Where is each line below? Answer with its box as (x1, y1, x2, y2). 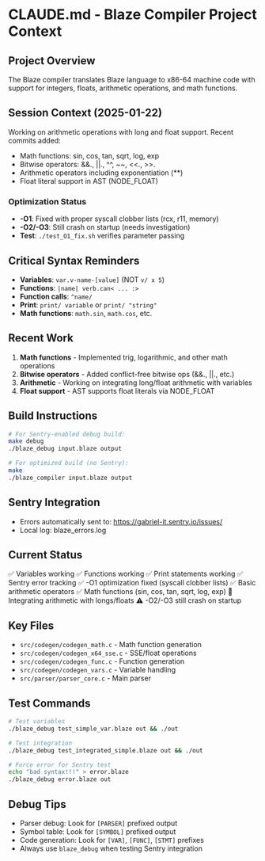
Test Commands (8, 696, 91, 710)
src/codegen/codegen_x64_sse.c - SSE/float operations (19, 648, 197, 658)
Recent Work (8, 331, 74, 345)
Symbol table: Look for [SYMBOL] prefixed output (19, 826, 176, 836)
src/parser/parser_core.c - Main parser (19, 673, 152, 683)
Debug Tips (8, 798, 66, 811)
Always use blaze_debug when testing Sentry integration (19, 844, 203, 853)
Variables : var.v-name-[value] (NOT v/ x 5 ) (19, 275, 165, 284)
